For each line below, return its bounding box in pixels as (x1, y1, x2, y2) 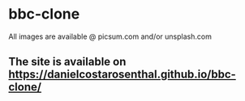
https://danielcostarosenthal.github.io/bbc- (8, 68, 237, 82)
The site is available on (8, 55, 127, 69)
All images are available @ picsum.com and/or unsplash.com (8, 32, 213, 41)
